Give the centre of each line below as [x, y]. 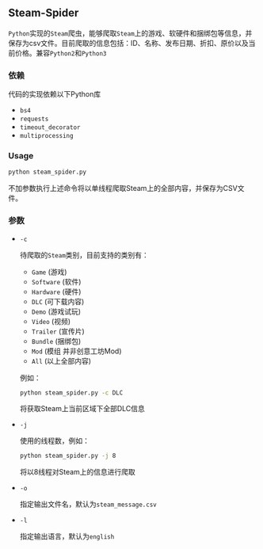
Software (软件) [56, 281]
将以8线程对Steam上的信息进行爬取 [78, 472]
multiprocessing [46, 136]
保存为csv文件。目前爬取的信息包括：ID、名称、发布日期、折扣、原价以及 [129, 43]
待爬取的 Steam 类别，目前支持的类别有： [84, 255]
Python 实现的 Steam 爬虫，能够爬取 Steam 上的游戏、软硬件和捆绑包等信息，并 [130, 33]
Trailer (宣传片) [58, 331]
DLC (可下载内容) [58, 301]
